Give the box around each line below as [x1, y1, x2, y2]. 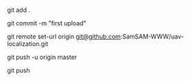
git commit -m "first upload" [7, 19, 87, 27]
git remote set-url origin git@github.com [7, 32, 122, 40]
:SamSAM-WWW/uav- [120, 32, 184, 40]
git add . [7, 6, 31, 14]
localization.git [7, 40, 49, 47]
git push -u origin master [7, 53, 78, 61]
